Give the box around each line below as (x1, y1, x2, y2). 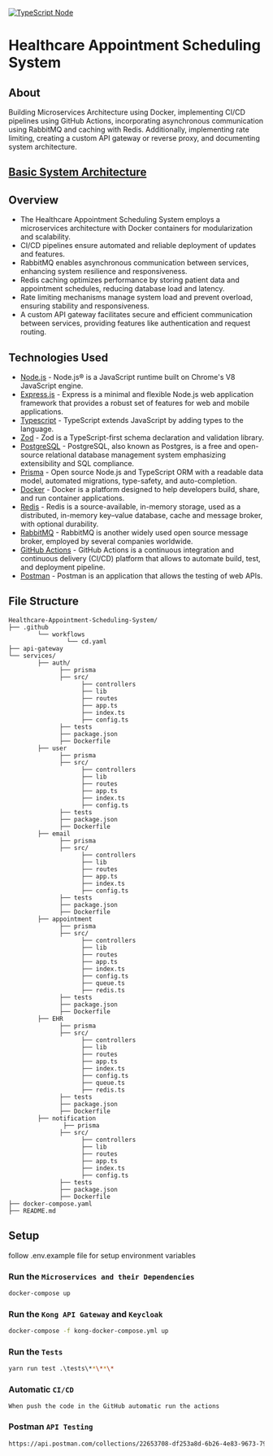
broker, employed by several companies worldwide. (19, 537, 193, 547)
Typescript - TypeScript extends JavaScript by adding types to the (19, 416, 244, 425)
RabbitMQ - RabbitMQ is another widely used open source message (19, 528, 249, 538)
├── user (37, 744, 67, 752)
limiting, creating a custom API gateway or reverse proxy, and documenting (8, 133, 260, 142)
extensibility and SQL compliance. (19, 459, 135, 469)
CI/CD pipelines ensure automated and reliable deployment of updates (19, 241, 257, 251)
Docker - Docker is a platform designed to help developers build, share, (19, 485, 260, 495)
